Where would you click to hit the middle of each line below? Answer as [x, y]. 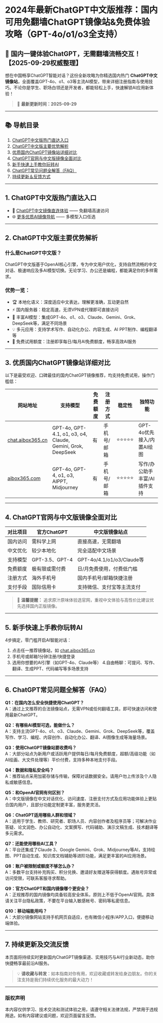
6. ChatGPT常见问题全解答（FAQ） [58, 690]
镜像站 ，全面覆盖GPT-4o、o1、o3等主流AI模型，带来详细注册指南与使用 [77, 81]
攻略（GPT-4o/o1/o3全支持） [64, 34]
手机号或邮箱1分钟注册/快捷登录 [43, 657]
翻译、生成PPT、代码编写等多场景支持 [50, 669]
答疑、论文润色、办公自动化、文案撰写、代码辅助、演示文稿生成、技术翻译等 [81, 827]
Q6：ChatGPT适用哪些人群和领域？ [41, 815]
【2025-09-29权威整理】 [44, 63]
